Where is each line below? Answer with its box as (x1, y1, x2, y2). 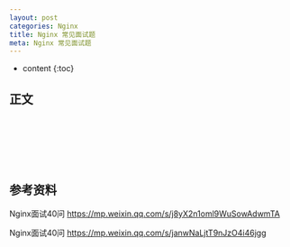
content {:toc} (22, 63, 75, 74)
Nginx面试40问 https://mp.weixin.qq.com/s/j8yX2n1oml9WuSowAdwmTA (9, 208, 281, 219)
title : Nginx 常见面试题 (9, 30, 96, 39)
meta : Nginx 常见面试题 (9, 38, 92, 48)
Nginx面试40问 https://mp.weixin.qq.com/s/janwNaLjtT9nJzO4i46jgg (9, 227, 267, 238)
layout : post (9, 13, 59, 23)
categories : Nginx (9, 22, 78, 31)
